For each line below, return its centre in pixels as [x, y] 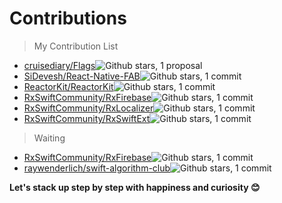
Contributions [68, 18]
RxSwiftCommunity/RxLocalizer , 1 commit [139, 108]
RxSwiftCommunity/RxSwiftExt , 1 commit [137, 118]
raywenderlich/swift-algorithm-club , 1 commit [147, 168]
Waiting [49, 138]
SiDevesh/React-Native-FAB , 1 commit [132, 76]
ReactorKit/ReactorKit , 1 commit [119, 86]
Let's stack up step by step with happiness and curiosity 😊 [135, 187]
